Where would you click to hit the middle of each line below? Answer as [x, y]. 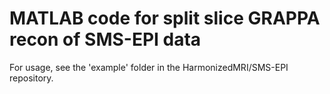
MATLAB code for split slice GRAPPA [165, 18]
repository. [31, 78]
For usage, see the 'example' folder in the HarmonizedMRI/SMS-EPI [149, 67]
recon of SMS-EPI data [105, 39]
